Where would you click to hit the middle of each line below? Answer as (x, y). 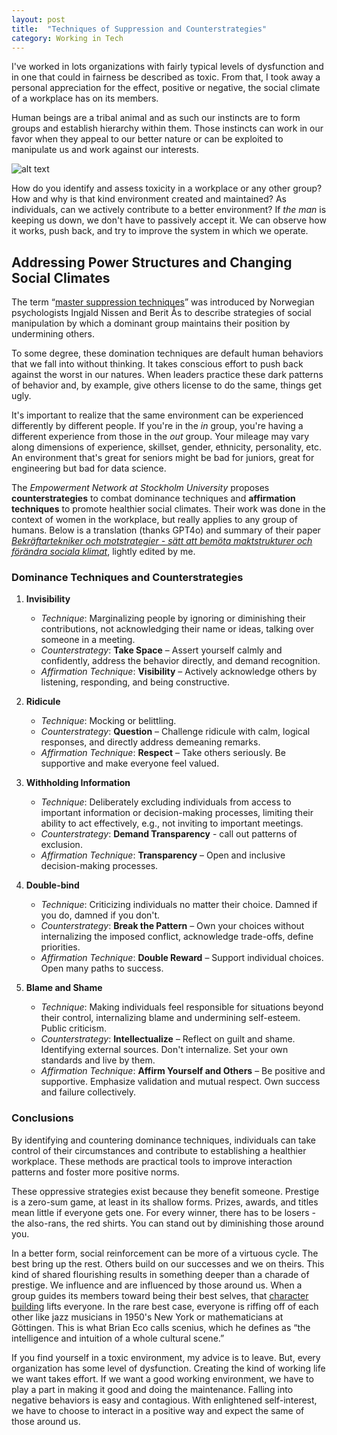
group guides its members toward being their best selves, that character (160, 1295)
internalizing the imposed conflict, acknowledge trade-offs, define (177, 937)
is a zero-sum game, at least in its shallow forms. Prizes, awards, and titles (165, 1202)
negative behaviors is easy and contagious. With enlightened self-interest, (164, 1400)
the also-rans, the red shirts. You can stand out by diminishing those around (167, 1223)
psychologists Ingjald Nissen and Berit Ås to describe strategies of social (161, 313)
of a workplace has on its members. (85, 98)
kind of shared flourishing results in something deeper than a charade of (160, 1274)
